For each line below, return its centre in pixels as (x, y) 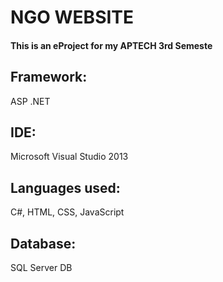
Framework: (49, 77)
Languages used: (65, 187)
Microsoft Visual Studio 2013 (69, 157)
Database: (43, 243)
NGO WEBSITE (72, 17)
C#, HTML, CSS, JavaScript (67, 212)
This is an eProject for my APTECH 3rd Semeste (111, 45)
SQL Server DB (41, 268)
